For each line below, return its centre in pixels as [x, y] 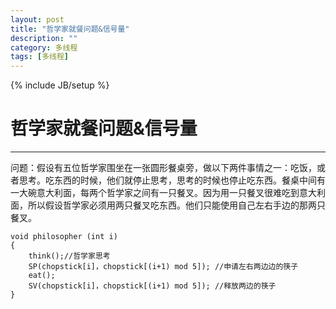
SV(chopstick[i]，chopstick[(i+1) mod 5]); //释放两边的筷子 [152, 286]
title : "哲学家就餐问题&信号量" [70, 29]
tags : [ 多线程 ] [40, 57]
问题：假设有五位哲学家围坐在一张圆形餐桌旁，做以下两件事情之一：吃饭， [163, 168]
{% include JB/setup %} [60, 85]
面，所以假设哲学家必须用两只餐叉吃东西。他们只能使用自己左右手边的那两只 [168, 205]
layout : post [37, 19]
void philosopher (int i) [64, 237]
